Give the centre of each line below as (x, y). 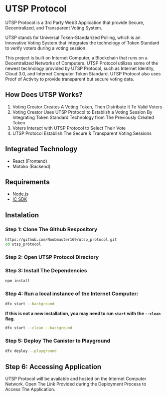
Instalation (22, 215)
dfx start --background (30, 304)
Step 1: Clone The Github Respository (51, 229)
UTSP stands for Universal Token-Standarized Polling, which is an (73, 37)
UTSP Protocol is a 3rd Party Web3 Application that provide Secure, (75, 22)
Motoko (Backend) (31, 166)
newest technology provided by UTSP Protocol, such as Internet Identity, (80, 68)
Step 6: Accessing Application (53, 367)
